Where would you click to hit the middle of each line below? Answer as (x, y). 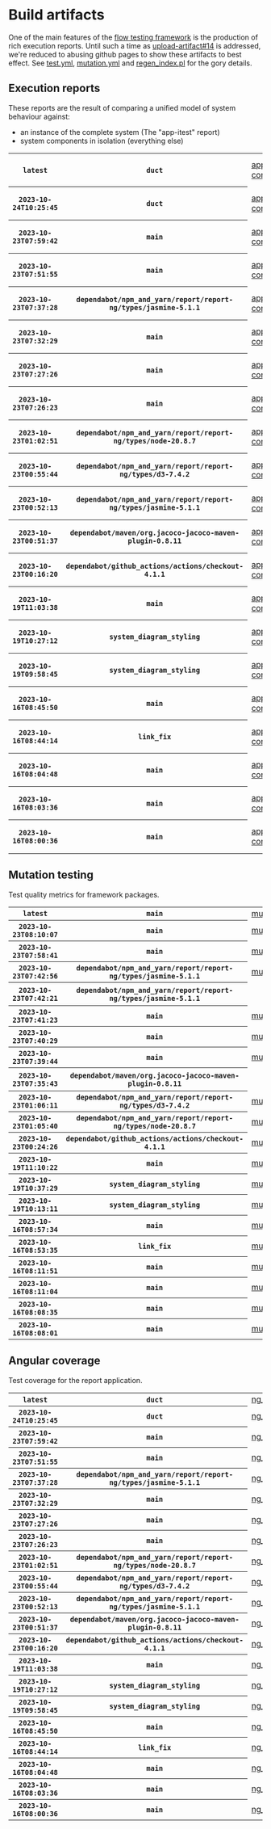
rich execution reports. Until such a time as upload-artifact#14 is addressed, (135, 45)
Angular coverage (54, 1361)
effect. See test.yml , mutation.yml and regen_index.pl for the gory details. (130, 63)
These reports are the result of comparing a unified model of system (122, 107)
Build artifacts (56, 15)
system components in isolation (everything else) (102, 141)
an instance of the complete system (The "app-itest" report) (120, 132)
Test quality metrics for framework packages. (84, 894)
